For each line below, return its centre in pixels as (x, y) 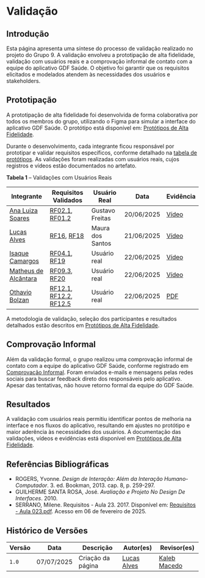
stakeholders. (23, 81)
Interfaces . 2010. (36, 499)
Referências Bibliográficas (58, 464)
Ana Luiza (23, 210)
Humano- (176, 479)
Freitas (101, 218)
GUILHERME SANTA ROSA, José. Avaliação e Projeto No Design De (100, 492)
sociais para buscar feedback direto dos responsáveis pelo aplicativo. (94, 379)
